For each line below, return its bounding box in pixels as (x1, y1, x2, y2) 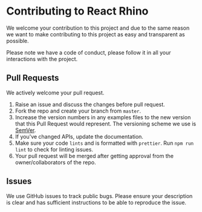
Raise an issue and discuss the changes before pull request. (15, 101, 165, 108)
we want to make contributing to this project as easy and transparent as (6, 30, 186, 38)
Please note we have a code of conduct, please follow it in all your (6, 48, 171, 56)
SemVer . (15, 126, 36, 134)
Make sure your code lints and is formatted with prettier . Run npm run (15, 139, 194, 147)
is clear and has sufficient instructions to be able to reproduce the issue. (6, 199, 186, 206)
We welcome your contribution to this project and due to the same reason (6, 24, 190, 31)
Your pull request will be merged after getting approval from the (15, 152, 174, 159)
